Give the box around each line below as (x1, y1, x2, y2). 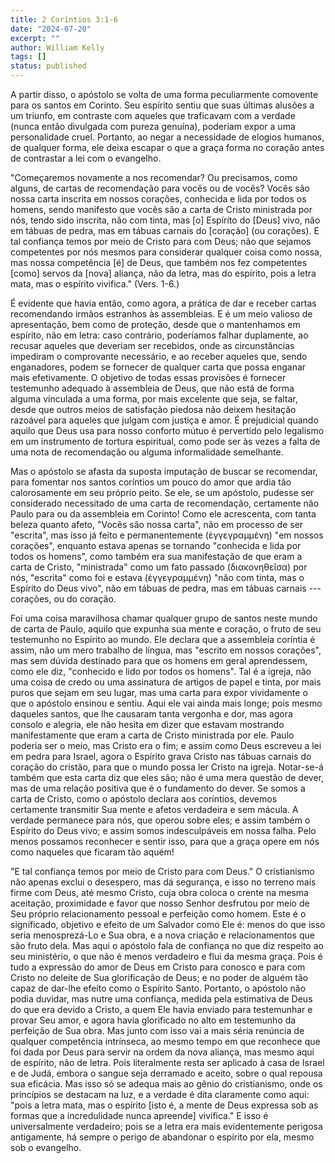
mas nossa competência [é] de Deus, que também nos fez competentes (10, 257, 308, 268)
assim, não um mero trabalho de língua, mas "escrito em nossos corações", (10, 644, 322, 656)
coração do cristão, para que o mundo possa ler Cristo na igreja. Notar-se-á (10, 761, 324, 773)
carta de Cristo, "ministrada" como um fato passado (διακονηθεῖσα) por (10, 561, 308, 573)
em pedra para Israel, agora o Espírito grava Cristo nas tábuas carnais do (10, 751, 312, 762)
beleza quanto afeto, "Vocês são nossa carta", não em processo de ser (10, 519, 304, 530)
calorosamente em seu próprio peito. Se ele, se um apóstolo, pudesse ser (10, 487, 315, 498)
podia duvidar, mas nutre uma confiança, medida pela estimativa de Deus (10, 993, 313, 1005)
